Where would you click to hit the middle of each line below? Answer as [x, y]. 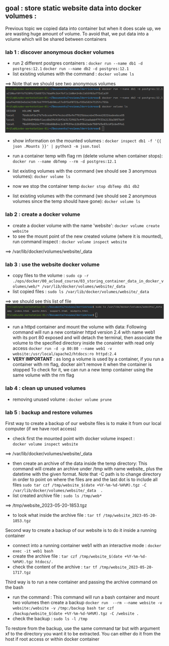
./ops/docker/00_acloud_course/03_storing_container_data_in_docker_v [88, 281]
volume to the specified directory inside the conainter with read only [83, 343]
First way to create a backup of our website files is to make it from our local [83, 423]
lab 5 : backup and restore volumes [49, 412]
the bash [14, 587]
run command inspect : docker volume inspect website [70, 241]
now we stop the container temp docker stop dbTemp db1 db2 [76, 186]
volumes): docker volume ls [41, 177]
